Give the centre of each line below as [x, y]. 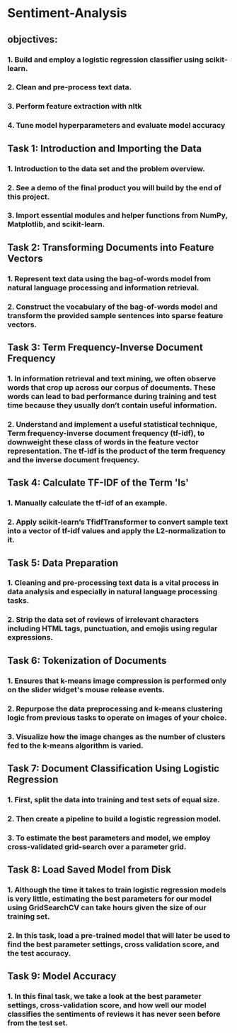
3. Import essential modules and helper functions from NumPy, [117, 216]
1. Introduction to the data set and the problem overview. [106, 168]
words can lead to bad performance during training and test [112, 396]
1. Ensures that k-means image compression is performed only [117, 681]
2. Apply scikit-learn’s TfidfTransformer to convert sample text [118, 522]
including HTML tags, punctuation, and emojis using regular [112, 628]
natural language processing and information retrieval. [103, 288]
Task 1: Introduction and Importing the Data [105, 148]
